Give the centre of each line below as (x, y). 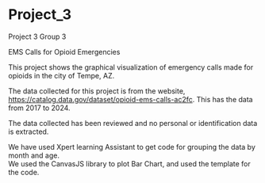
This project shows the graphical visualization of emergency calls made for (131, 67)
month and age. (34, 155)
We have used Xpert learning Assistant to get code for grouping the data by (132, 147)
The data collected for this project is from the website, (97, 91)
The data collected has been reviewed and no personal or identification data (133, 123)
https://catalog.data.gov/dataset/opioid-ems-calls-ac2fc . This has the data (131, 99)
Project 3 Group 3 (37, 36)
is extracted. (29, 132)
